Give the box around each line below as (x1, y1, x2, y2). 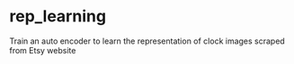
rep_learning (9, 6, 106, 27)
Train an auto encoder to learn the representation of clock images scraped (9, 36, 285, 46)
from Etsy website (9, 44, 76, 55)
